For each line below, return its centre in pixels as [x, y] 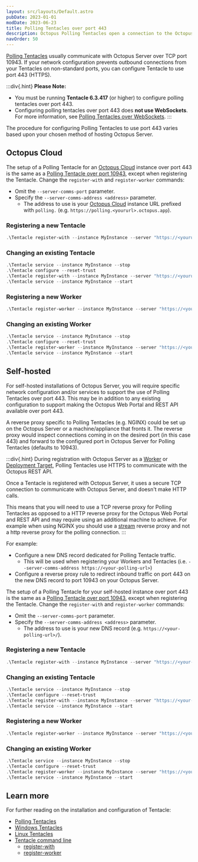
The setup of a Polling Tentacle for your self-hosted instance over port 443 [97, 592]
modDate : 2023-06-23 [32, 22]
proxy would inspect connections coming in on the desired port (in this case [98, 435]
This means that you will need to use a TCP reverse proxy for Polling [89, 507]
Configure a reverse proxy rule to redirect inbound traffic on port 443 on [102, 574]
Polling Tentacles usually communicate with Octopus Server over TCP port [97, 56]
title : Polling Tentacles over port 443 [57, 28]
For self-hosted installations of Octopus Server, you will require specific [93, 386]
